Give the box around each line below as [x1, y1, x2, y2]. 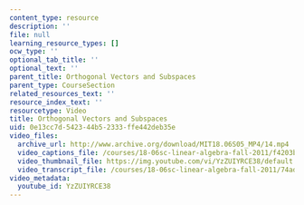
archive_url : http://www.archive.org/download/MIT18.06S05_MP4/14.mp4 [17, 140, 290, 149]
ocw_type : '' [9, 47, 59, 56]
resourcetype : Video [9, 106, 88, 115]
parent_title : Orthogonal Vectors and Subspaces [9, 73, 196, 82]
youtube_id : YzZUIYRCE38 [17, 182, 111, 191]
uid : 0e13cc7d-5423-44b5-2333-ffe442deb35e [9, 123, 176, 132]
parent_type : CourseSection [9, 81, 116, 90]
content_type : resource [9, 13, 100, 23]
